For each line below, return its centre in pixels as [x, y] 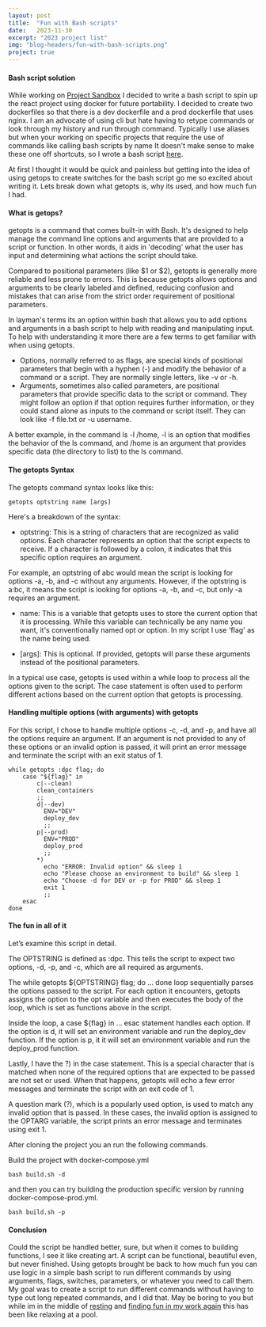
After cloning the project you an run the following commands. [108, 1145]
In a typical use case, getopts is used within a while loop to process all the [129, 677]
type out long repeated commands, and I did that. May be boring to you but [131, 1298]
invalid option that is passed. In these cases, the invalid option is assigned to [133, 1112]
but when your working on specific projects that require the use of [116, 137]
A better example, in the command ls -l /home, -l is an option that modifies [129, 435]
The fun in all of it [38, 926]
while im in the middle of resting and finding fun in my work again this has [129, 1306]
